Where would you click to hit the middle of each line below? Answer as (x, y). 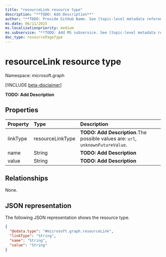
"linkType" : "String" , (33, 236)
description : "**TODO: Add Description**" (49, 14)
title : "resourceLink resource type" (44, 10)
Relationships (27, 178)
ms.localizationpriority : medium (40, 28)
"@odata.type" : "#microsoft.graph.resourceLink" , (62, 231)
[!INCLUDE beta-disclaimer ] (33, 85)
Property (18, 124)
